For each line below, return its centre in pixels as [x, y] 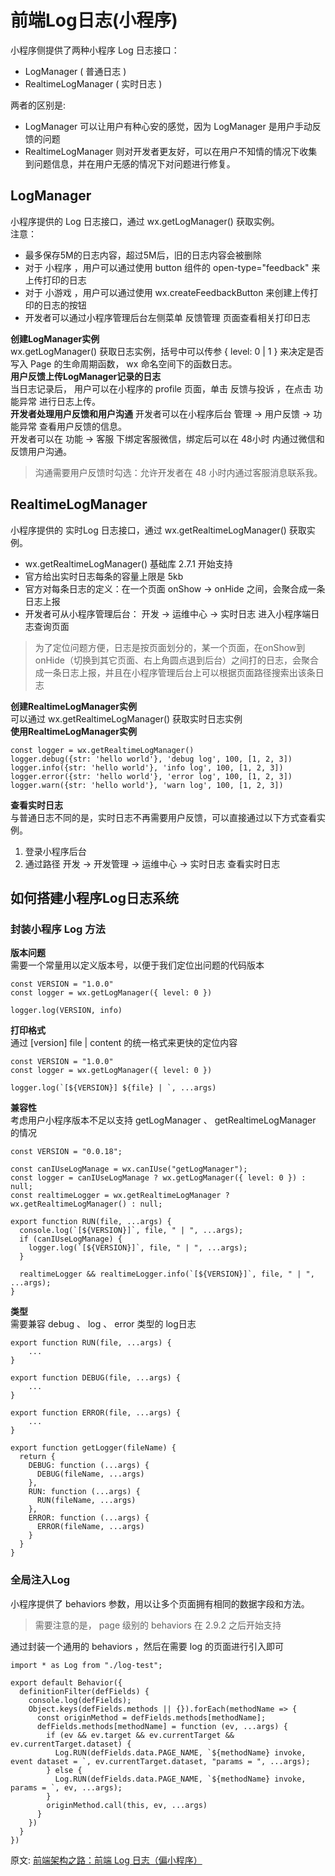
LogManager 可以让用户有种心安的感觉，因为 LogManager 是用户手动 [168, 126]
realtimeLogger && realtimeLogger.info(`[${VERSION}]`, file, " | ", [167, 1274]
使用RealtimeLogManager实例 [73, 731]
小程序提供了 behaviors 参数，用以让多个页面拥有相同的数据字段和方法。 [160, 1603]
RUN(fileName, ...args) [86, 1501]
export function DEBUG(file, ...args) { [96, 1378]
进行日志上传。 [69, 401]
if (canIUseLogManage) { [71, 1239]
